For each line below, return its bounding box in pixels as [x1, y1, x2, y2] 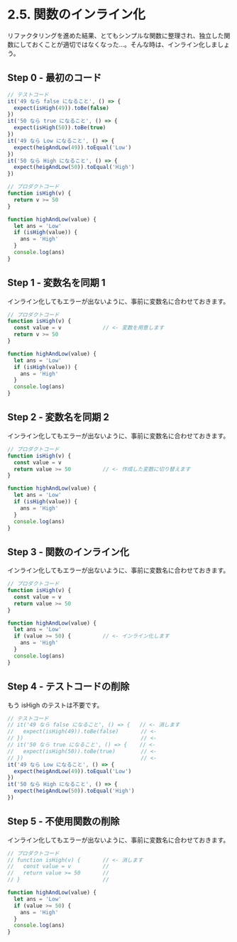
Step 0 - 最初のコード [7, 72, 101, 84]
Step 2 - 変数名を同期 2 [7, 411, 110, 423]
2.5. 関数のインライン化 [7, 6, 145, 23]
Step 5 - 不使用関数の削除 [7, 816, 120, 828]
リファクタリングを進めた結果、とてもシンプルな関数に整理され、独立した [7, 31, 225, 40]
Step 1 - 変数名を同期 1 [7, 277, 106, 289]
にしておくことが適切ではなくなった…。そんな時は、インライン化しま [13, 40, 218, 48]
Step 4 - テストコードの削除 [7, 681, 130, 693]
